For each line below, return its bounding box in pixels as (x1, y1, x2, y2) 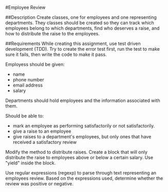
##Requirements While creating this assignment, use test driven (5, 40, 141, 47)
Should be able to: (5, 113, 44, 119)
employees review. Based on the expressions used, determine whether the (5, 175, 163, 181)
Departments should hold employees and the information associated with (5, 97, 160, 103)
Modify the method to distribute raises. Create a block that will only (5, 149, 148, 155)
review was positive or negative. (5, 181, 73, 186)
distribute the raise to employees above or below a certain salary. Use (5, 155, 153, 160)
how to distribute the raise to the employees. (5, 31, 100, 36)
